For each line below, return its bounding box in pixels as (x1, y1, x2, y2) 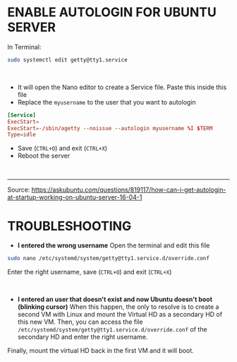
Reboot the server (17, 151, 71, 160)
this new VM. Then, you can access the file (17, 317, 143, 326)
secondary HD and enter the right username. (17, 333, 148, 341)
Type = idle (7, 132, 37, 139)
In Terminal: (7, 42, 42, 51)
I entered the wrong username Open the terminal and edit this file (17, 241, 210, 250)
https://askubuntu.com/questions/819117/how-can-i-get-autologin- (31, 185, 226, 194)
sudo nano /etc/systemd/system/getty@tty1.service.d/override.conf (7, 255, 210, 262)
